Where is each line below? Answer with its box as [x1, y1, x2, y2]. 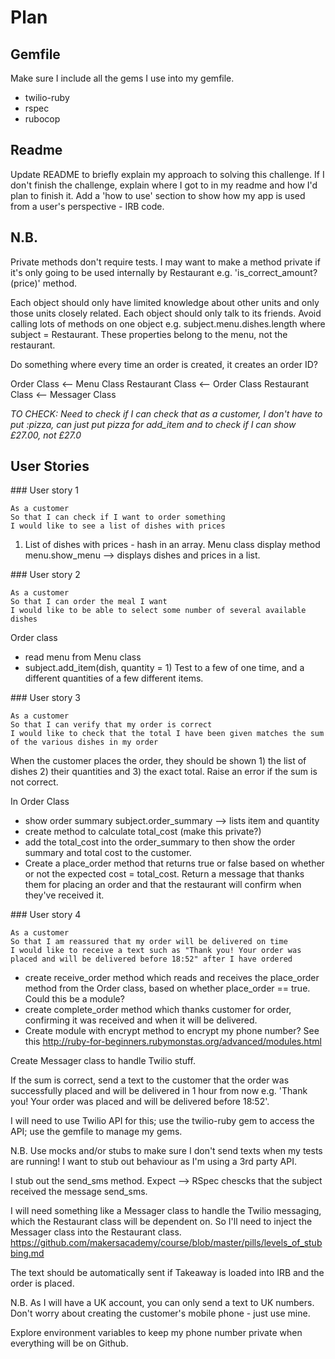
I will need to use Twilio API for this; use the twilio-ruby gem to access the [10, 1115, 315, 1127]
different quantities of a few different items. [24, 672, 204, 685]
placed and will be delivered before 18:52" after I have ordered [10, 954, 293, 965]
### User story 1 [10, 484, 79, 496]
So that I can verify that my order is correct [10, 720, 213, 730]
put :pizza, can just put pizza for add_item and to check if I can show [10, 418, 297, 430]
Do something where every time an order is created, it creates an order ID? [10, 358, 319, 370]
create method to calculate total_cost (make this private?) [24, 826, 262, 838]
